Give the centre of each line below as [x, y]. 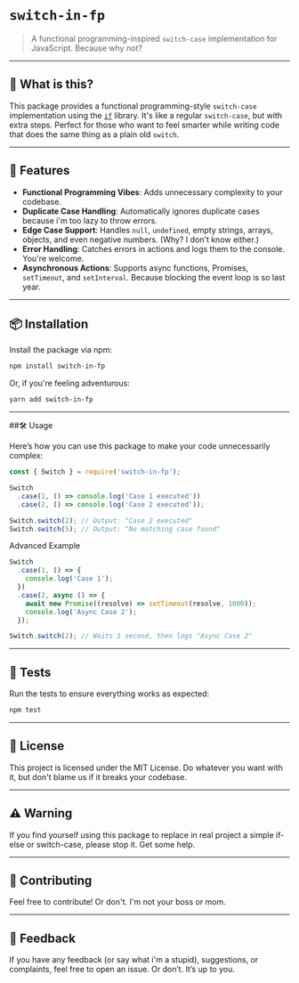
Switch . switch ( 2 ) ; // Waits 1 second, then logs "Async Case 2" [131, 636]
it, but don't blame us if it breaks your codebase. [98, 776]
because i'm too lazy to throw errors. [90, 220]
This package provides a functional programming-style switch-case [133, 106]
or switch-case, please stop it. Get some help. [111, 844]
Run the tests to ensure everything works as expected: [109, 694]
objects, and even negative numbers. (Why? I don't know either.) [141, 240]
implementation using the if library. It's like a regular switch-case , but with [146, 115]
